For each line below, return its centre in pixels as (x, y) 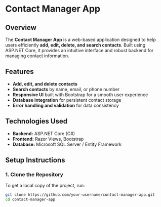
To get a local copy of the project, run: (45, 186)
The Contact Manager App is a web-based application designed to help (80, 39)
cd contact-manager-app (30, 200)
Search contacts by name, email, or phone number (66, 89)
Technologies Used (36, 121)
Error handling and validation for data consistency (66, 105)
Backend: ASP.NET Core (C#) (44, 133)
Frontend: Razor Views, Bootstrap (48, 139)
